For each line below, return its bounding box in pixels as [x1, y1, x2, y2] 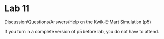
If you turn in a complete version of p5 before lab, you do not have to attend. [4, 28, 159, 34]
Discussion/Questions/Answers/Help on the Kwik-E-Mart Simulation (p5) [4, 19, 151, 25]
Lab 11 [4, 3, 30, 14]
